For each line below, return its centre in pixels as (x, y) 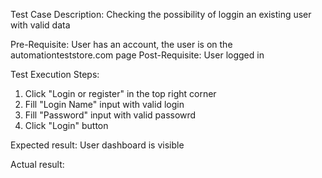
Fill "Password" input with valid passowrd (110, 115)
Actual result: (37, 164)
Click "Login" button (66, 125)
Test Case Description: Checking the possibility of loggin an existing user (161, 14)
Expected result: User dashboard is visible (97, 145)
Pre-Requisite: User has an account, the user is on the (121, 44)
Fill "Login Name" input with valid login (104, 104)
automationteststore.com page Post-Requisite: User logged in (137, 55)
